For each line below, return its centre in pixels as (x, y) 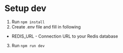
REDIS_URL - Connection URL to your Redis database (65, 36)
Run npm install (28, 22)
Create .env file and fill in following (46, 26)
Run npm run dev (28, 45)
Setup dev (25, 8)
